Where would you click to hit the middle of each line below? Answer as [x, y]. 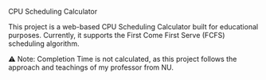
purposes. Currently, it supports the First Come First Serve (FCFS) [117, 35]
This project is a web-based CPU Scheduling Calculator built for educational [133, 27]
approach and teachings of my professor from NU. [91, 67]
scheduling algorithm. [44, 44]
